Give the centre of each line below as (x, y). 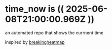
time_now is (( (35, 9)
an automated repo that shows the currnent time (54, 33)
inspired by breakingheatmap (35, 42)
